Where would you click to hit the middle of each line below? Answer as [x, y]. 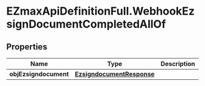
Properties [27, 47]
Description [178, 64]
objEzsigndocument [39, 74]
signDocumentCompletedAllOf [86, 24]
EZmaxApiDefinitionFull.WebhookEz [101, 11]
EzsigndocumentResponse [115, 74]
